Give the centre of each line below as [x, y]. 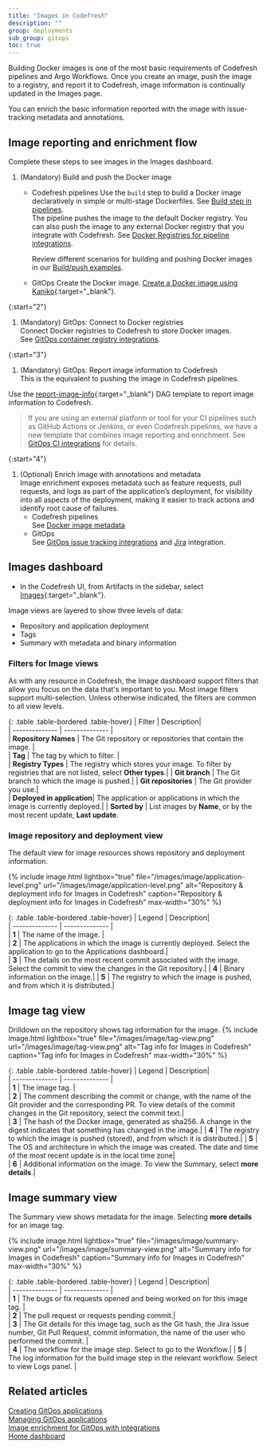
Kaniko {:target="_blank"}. [74, 291]
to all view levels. [36, 706]
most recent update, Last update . [63, 815]
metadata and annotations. [81, 117]
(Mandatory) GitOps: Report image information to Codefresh [118, 370]
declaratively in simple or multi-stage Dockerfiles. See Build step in [142, 201]
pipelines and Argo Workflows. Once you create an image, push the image [130, 77]
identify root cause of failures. [69, 508]
